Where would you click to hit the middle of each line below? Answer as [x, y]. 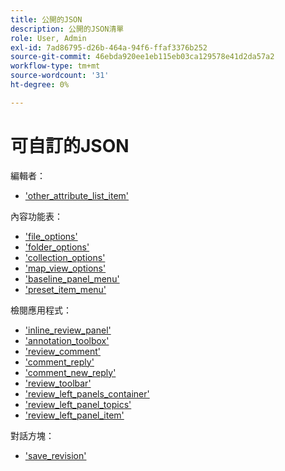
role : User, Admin [48, 38]
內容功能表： [36, 216]
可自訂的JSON [70, 145]
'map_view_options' [65, 268]
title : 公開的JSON [46, 19]
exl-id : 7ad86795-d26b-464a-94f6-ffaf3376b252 [109, 47]
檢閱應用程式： [41, 310]
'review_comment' [63, 351]
